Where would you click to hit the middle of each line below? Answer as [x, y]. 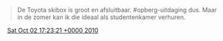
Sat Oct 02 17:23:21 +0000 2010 [52, 30]
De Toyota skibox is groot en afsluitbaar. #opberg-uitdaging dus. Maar [117, 10]
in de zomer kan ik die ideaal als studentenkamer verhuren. [101, 17]
